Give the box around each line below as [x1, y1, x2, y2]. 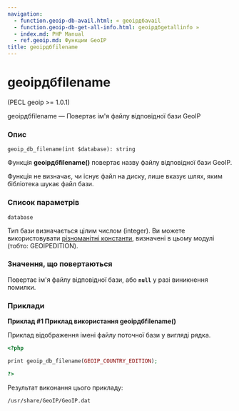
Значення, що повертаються [7, 259, 113, 269]
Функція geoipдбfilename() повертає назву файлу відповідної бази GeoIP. [7, 158, 233, 167]
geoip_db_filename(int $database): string [7, 146, 136, 153]
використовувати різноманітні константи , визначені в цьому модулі [7, 233, 215, 243]
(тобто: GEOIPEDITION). [7, 241, 78, 250]
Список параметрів [7, 198, 80, 208]
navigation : [7, 10, 43, 18]
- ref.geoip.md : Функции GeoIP [14, 37, 107, 44]
